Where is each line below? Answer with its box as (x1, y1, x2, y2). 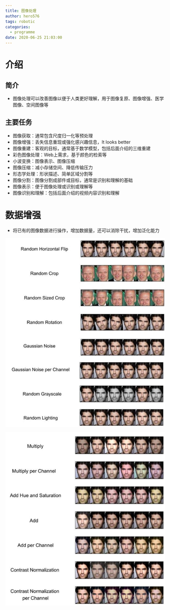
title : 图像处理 (5, 8, 37, 13)
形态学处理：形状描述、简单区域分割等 (12, 170, 93, 177)
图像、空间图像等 (12, 102, 49, 108)
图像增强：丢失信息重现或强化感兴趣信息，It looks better (12, 139, 131, 145)
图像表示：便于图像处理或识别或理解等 (12, 183, 93, 189)
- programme (10, 30, 36, 35)
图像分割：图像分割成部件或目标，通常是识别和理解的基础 (12, 177, 133, 183)
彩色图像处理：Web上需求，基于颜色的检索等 (12, 152, 107, 158)
